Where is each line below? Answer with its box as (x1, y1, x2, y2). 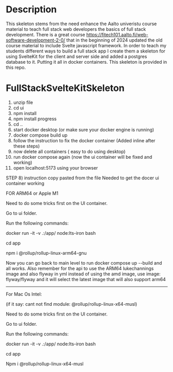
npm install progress (13, 116, 57, 122)
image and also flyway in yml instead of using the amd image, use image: (6, 271, 161, 277)
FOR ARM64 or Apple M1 (6, 190, 59, 196)
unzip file (13, 99, 33, 105)
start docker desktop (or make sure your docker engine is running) (13, 126, 155, 133)
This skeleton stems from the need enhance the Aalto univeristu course (6, 21, 157, 27)
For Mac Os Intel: (6, 291, 42, 297)
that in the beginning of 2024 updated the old (66, 37, 163, 43)
